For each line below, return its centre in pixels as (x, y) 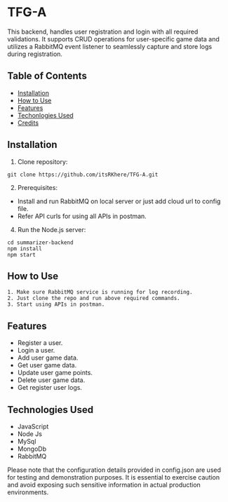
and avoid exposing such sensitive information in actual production (104, 485)
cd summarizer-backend (40, 243)
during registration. (35, 54)
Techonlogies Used (45, 115)
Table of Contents (47, 76)
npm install (25, 249)
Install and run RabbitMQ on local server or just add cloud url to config (119, 201)
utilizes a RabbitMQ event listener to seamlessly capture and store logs (110, 46)
